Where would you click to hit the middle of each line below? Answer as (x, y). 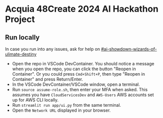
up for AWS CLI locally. (35, 100)
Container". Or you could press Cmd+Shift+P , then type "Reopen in (79, 74)
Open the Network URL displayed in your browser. (61, 110)
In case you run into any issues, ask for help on (53, 49)
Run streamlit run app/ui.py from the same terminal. (67, 105)
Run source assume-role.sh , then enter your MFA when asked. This (80, 89)
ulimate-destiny (21, 54)
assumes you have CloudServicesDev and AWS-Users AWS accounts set (83, 95)
